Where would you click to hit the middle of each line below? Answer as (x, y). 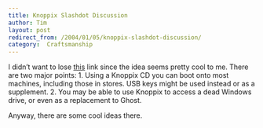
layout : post (29, 30)
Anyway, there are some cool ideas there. (75, 115)
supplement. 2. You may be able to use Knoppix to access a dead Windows (130, 92)
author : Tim (27, 23)
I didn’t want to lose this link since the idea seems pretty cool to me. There (128, 67)
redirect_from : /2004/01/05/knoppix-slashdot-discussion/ (105, 37)
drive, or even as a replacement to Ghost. (75, 101)
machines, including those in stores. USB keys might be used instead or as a (131, 84)
